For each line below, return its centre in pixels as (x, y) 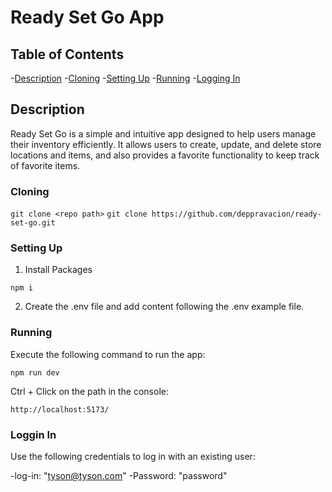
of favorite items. (45, 165)
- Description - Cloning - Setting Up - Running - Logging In (125, 78)
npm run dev (35, 372)
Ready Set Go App (87, 17)
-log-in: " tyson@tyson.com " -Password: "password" (119, 475)
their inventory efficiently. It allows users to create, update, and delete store (166, 144)
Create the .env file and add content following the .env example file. (164, 307)
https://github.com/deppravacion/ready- (236, 214)
